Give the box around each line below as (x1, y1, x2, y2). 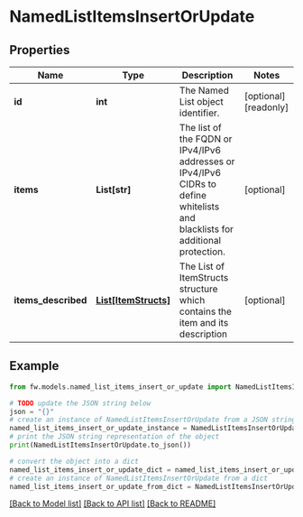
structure (179, 282, 218, 295)
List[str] (96, 183, 132, 196)
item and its (179, 317, 229, 328)
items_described (14, 294, 87, 306)
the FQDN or (179, 133, 233, 145)
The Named (179, 84, 230, 97)
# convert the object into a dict (9, 457, 140, 466)
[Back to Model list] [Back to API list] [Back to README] (9, 498, 216, 509)
